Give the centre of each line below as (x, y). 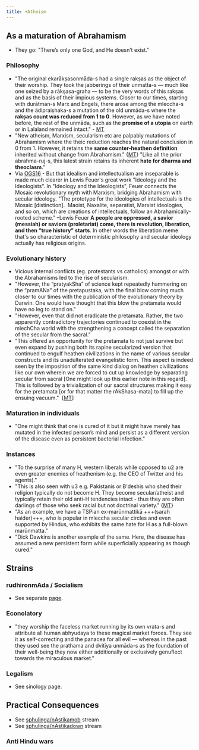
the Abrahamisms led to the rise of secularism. (72, 278)
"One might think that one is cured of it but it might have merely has (98, 426)
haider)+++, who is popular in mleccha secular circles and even (93, 518)
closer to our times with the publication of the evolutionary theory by (99, 297)
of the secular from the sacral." (53, 335)
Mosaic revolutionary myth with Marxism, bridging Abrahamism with (98, 192)
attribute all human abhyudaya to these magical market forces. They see (103, 633)
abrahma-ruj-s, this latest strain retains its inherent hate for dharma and (103, 161)
